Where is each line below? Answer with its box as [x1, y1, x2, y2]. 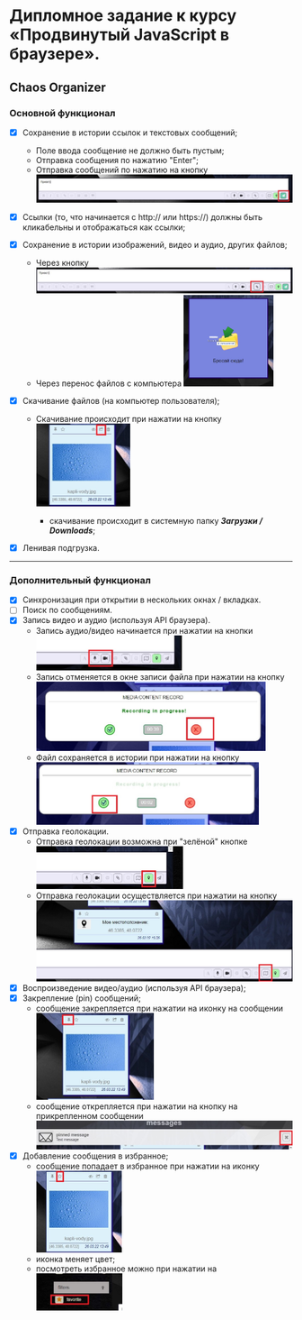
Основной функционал [9, 106, 116, 119]
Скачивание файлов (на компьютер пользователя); [22, 395, 220, 406]
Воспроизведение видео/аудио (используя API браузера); [22, 982, 246, 993]
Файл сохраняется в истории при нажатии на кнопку [35, 752, 240, 763]
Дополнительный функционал [9, 573, 151, 586]
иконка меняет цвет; [35, 1253, 115, 1264]
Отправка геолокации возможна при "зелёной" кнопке [35, 836, 248, 848]
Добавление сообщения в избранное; [22, 1150, 169, 1161]
